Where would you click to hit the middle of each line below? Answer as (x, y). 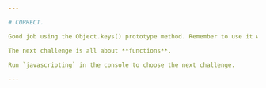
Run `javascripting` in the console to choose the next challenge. (122, 65)
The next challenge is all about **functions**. (90, 51)
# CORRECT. (26, 22)
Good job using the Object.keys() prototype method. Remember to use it (131, 36)
